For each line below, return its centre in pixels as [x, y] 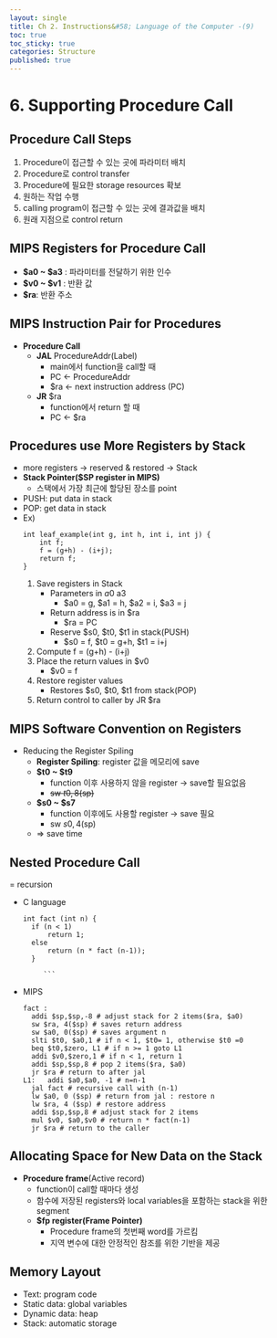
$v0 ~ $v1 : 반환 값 [57, 283]
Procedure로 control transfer [76, 174]
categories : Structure [52, 52]
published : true [40, 60]
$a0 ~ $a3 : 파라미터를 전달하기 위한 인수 [97, 271]
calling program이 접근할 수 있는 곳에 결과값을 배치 [114, 208]
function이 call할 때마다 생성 [87, 1189]
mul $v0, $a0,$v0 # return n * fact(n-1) [111, 1121]
